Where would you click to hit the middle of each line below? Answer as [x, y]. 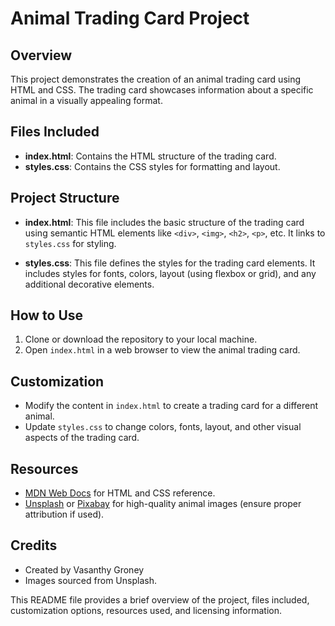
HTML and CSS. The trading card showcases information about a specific [162, 90]
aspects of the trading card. [82, 438]
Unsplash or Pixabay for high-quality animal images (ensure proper [163, 504]
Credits [34, 545]
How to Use [47, 315]
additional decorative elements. [89, 284]
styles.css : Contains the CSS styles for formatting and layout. [152, 166]
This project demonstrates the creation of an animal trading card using [156, 79]
